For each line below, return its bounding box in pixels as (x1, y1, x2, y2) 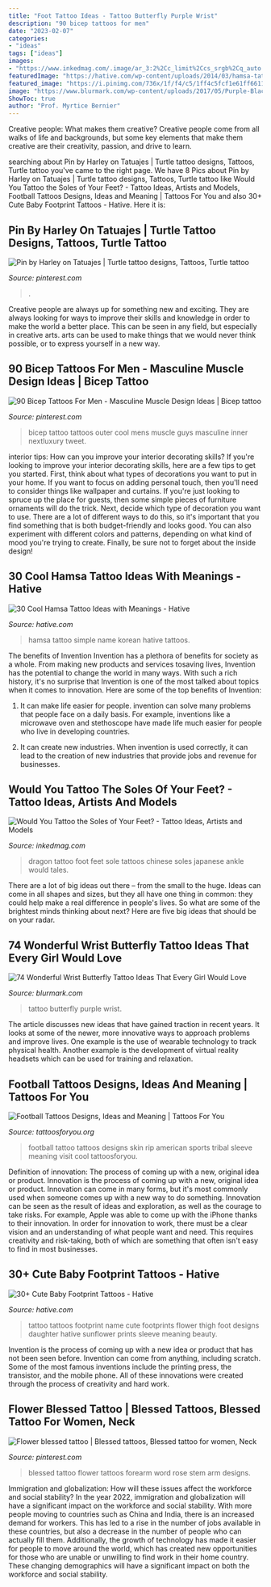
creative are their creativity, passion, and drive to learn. (8, 141, 192, 151)
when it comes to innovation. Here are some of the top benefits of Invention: (8, 684, 262, 695)
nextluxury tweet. (27, 436, 87, 445)
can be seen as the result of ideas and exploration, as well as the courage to (8, 1202, 262, 1210)
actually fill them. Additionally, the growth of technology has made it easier (8, 1534, 256, 1544)
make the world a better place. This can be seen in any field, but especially (8, 321, 257, 331)
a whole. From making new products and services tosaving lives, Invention (8, 659, 256, 669)
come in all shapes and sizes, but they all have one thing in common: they (8, 890, 253, 899)
